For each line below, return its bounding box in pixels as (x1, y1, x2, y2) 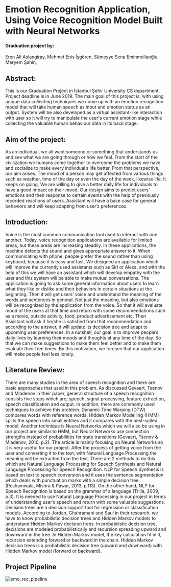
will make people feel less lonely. (5, 351, 75, 357)
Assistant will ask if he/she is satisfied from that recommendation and (5, 318, 152, 324)
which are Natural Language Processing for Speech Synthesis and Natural (5, 461, 162, 467)
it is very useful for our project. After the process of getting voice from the (5, 444, 161, 450)
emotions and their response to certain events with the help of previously (5, 192, 159, 198)
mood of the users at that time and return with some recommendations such (5, 307, 166, 313)
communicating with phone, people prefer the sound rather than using (5, 253, 153, 259)
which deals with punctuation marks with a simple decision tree (5, 477, 139, 483)
